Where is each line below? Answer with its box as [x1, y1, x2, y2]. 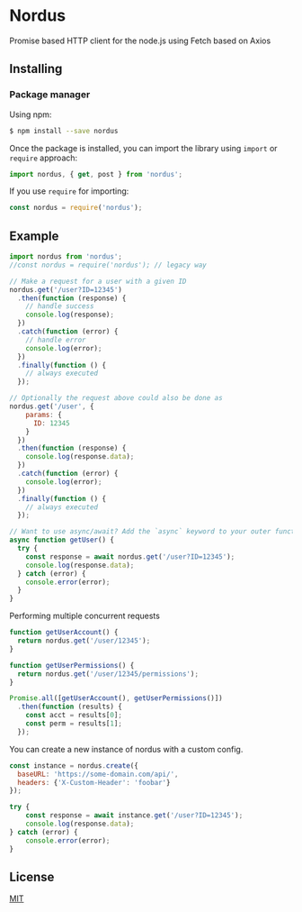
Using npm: [9, 109, 52, 120]
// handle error [25, 335, 87, 344]
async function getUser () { [9, 535, 115, 545]
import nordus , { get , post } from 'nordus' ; [9, 169, 182, 178]
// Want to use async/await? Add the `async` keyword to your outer [9, 527, 271, 536]
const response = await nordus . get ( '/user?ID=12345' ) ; [25, 552, 235, 561]
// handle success [25, 302, 94, 311]
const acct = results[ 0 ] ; [25, 711, 123, 720]
